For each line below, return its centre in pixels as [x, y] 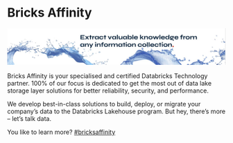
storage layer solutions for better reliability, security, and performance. [108, 90]
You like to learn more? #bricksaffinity [61, 132]
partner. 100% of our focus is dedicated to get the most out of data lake [110, 84]
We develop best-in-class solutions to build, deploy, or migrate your [104, 104]
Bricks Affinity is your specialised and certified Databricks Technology [107, 76]
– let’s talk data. [29, 119]
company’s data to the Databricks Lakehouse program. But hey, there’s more [116, 111]
